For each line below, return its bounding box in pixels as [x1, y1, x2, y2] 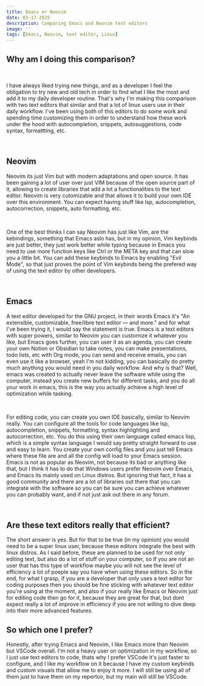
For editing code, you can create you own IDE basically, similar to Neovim [6, 413, 190, 421]
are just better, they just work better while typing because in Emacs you [6, 241, 186, 248]
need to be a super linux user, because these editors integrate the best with [6, 543, 195, 550]
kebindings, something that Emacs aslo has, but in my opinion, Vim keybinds [6, 234, 197, 242]
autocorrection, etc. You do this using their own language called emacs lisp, [6, 432, 196, 440]
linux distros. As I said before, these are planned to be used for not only [6, 549, 185, 556]
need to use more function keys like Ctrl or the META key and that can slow [6, 247, 194, 255]
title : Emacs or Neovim [6, 8, 67, 15]
